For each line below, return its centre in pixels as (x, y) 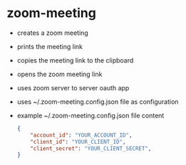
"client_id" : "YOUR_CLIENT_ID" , (78, 142)
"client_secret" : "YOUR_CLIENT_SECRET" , (91, 148)
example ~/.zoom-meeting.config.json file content (91, 115)
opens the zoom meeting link (60, 74)
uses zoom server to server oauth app (73, 87)
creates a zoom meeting (52, 33)
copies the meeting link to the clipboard (75, 60)
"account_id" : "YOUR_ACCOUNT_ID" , (81, 135)
